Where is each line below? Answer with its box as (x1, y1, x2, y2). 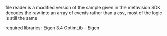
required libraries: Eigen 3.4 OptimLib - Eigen (5, 25, 100, 31)
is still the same (5, 15, 38, 21)
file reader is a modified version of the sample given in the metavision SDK (5, 5, 161, 10)
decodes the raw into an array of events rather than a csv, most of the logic (5, 10, 162, 16)
